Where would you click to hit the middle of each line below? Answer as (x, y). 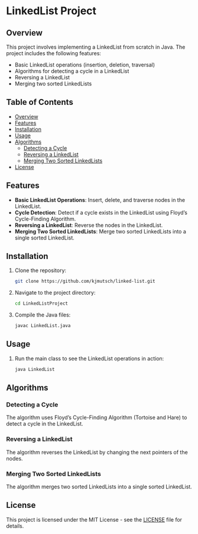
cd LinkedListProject (41, 303)
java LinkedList (35, 369)
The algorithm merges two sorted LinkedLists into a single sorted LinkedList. (99, 487)
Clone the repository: (40, 270)
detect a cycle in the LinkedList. (45, 424)
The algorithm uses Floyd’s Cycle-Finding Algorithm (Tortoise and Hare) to (97, 418)
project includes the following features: (54, 53)
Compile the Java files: (43, 315)
